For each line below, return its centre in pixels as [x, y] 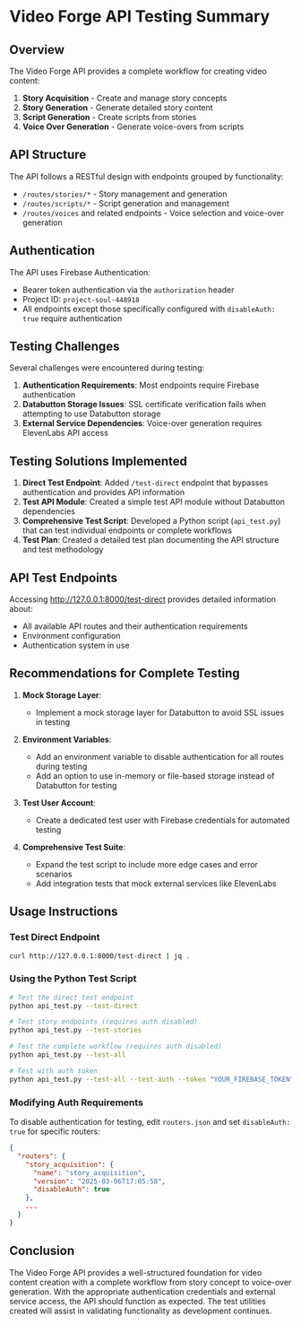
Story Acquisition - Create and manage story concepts [125, 98]
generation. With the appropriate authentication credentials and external [142, 1291]
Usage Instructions [64, 912]
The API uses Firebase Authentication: [80, 272]
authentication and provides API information [103, 493]
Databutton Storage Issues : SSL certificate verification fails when [144, 405]
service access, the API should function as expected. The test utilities [138, 1301]
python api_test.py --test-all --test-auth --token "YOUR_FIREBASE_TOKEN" [152, 1079]
